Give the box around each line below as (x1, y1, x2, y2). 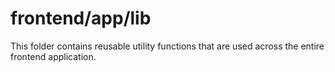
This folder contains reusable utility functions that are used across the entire (10, 40, 325, 52)
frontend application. (10, 50, 97, 62)
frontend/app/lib (10, 7, 152, 30)
